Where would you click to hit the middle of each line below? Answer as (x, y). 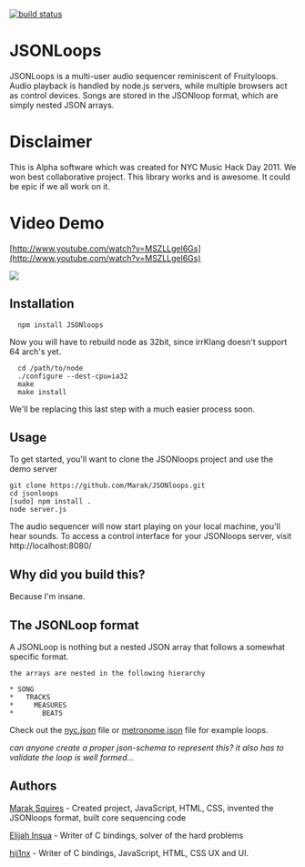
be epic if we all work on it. (60, 186)
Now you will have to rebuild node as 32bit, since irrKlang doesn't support (148, 342)
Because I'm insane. (47, 597)
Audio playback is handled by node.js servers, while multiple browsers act (149, 86)
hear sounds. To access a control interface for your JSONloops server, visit (151, 536)
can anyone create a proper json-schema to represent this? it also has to (147, 748)
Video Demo (57, 224)
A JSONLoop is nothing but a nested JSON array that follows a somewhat (147, 648)
